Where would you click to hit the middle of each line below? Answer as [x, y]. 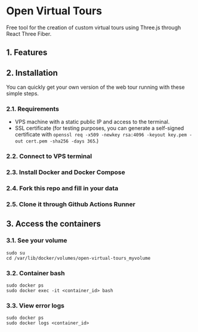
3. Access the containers [54, 224]
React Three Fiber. [29, 33]
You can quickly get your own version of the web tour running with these [95, 87]
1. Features [27, 53]
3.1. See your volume [37, 241]
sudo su [16, 253]
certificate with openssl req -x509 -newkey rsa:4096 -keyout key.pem [101, 135]
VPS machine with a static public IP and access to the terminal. [92, 122]
